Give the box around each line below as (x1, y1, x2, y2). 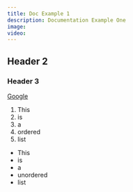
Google (7, 92, 29, 100)
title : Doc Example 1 (7, 10, 70, 17)
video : (7, 29, 26, 37)
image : (7, 23, 26, 30)
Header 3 (7, 76, 40, 86)
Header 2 (7, 55, 49, 67)
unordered (17, 170, 48, 179)
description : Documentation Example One (7, 17, 127, 24)
